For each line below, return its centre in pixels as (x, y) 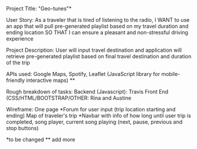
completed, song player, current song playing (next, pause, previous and (94, 122)
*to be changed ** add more (41, 140)
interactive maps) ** (51, 80)
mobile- (171, 74)
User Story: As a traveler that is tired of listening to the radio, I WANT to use (98, 20)
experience (20, 39)
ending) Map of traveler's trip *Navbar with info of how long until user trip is (99, 115)
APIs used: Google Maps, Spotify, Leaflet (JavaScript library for (83, 74)
